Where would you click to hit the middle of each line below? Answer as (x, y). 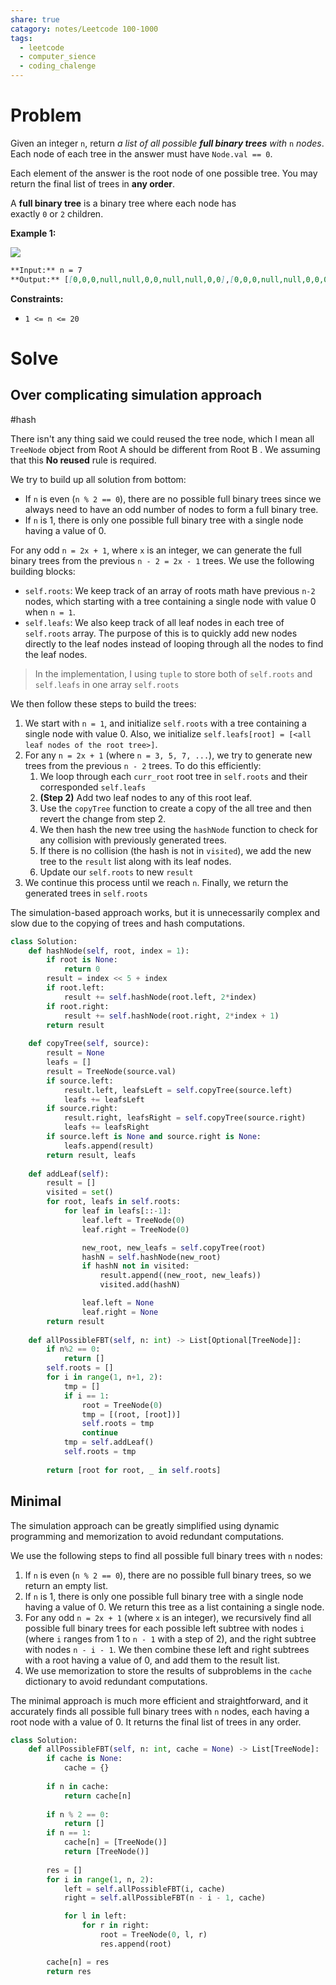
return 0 (82, 969)
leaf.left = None (118, 1303)
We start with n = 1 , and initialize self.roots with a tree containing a (165, 723)
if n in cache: (78, 1786)
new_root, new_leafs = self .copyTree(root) (174, 1247)
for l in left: (95, 1916)
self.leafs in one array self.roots (107, 684)
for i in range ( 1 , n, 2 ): (100, 1879)
